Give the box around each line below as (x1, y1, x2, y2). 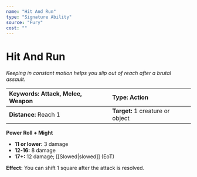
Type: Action (112, 93, 149, 101)
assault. (6, 76, 26, 83)
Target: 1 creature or (112, 107, 170, 115)
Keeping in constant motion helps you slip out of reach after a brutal (6, 70, 171, 77)
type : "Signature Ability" (6, 14, 72, 20)
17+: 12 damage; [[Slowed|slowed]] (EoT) (14, 153, 115, 160)
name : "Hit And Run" (6, 8, 57, 15)
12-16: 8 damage (14, 147, 56, 154)
